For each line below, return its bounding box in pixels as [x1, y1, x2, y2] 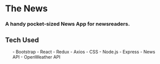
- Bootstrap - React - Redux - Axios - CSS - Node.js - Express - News [12, 49, 156, 55]
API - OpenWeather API [12, 54, 61, 60]
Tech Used [5, 35, 39, 44]
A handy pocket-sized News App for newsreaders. [5, 21, 130, 28]
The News [5, 3, 48, 14]
